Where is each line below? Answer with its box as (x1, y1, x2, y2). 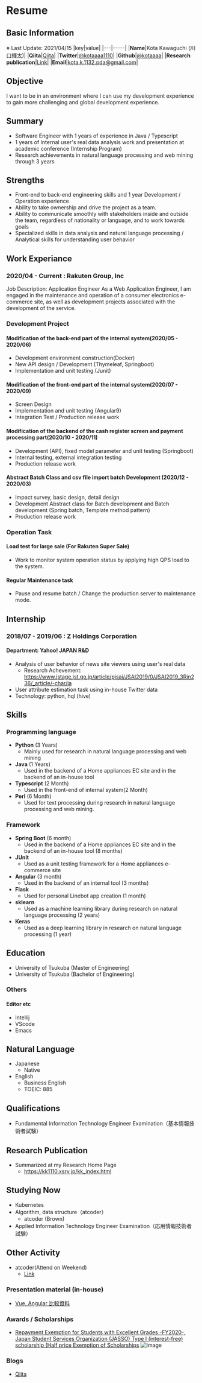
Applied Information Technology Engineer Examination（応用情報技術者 (14, 1222, 192, 1229)
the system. (14, 562, 44, 570)
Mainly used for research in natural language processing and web (23, 748, 187, 755)
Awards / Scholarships (6, 1315, 74, 1323)
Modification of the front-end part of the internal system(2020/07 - (6, 381, 179, 388)
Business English (23, 1079, 66, 1086)
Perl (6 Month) (14, 793, 52, 800)
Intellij (14, 1014, 30, 1021)
